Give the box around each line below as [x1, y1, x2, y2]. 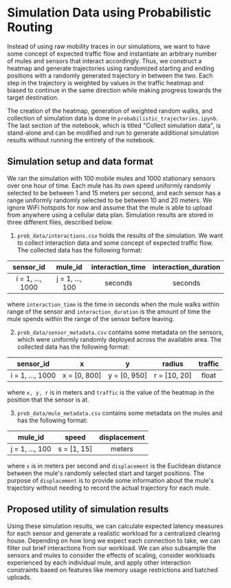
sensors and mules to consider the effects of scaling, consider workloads [7, 551, 215, 559]
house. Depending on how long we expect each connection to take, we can [7, 536, 221, 545]
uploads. [7, 573, 32, 581]
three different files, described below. [7, 218, 113, 226]
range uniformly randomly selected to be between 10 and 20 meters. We [7, 196, 212, 204]
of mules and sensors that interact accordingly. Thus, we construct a [7, 56, 202, 65]
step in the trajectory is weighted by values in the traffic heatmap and [7, 78, 204, 87]
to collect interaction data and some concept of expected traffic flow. [16, 239, 213, 247]
